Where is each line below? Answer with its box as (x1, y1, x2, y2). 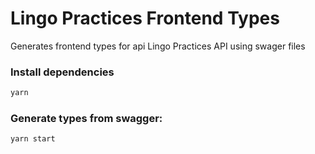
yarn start (10, 134, 56, 144)
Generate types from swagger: (10, 112, 163, 126)
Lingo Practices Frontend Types (10, 7, 280, 30)
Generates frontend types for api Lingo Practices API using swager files (10, 40, 306, 52)
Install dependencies (10, 65, 115, 79)
